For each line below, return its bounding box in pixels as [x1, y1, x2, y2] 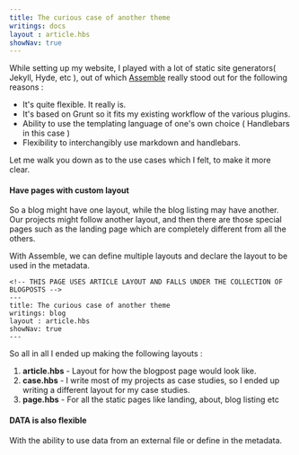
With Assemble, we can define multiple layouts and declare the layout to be [9, 250, 288, 261]
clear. [9, 164, 30, 175]
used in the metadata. [9, 260, 90, 271]
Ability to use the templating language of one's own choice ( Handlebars [22, 118, 290, 129]
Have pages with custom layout [9, 185, 130, 196]
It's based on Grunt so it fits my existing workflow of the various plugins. [22, 109, 291, 119]
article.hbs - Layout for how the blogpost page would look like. [22, 365, 258, 377]
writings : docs [9, 22, 66, 31]
